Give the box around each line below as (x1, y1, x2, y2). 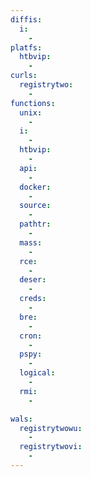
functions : (10, 98, 56, 108)
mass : (19, 237, 43, 248)
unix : (19, 107, 43, 118)
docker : (19, 182, 52, 192)
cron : (19, 331, 43, 341)
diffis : (10, 14, 43, 25)
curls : (10, 71, 38, 81)
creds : (19, 294, 47, 304)
